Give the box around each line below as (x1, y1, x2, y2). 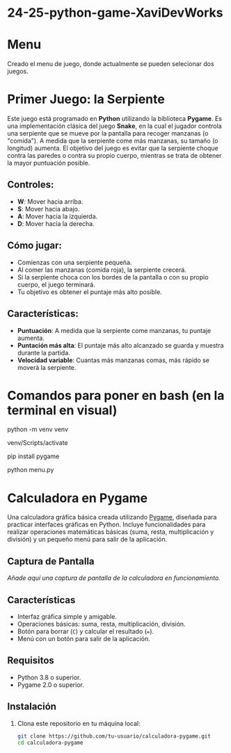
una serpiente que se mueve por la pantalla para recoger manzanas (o (7, 129, 209, 138)
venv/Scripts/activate (7, 439, 68, 447)
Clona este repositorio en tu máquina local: (17, 719, 141, 727)
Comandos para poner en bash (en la (7, 387, 225, 403)
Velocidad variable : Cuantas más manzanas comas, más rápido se (17, 356, 210, 364)
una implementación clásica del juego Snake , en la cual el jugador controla (7, 122, 222, 130)
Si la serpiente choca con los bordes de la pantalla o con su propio (17, 273, 209, 281)
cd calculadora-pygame (17, 739, 83, 746)
